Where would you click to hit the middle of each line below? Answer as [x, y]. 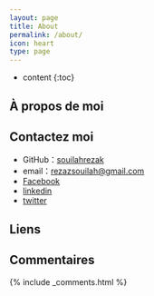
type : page [30, 52]
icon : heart [32, 43]
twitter [34, 201]
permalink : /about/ [46, 35]
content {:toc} [48, 77]
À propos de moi [57, 106]
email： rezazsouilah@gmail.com [83, 171]
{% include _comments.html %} [68, 281]
